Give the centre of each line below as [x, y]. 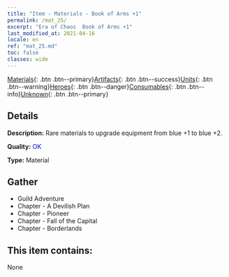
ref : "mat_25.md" [32, 46]
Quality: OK [24, 146]
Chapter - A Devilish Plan [53, 206]
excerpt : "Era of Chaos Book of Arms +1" [70, 27]
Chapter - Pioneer [43, 213]
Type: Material [28, 160]
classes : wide [28, 59]
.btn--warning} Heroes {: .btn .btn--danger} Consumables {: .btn [97, 86]
